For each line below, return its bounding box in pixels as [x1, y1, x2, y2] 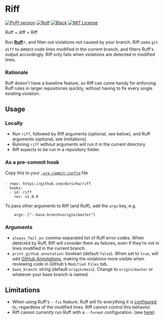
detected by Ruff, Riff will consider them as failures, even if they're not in [12, 240, 160, 246]
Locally [5, 120, 23, 127]
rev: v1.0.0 [14, 194, 38, 199]
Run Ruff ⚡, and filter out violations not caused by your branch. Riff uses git [5, 39, 158, 45]
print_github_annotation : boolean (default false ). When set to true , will [12, 251, 159, 256]
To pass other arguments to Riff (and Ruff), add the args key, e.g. [5, 203, 137, 209]
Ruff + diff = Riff [5, 29, 38, 35]
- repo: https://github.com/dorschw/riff [5, 181, 91, 186]
